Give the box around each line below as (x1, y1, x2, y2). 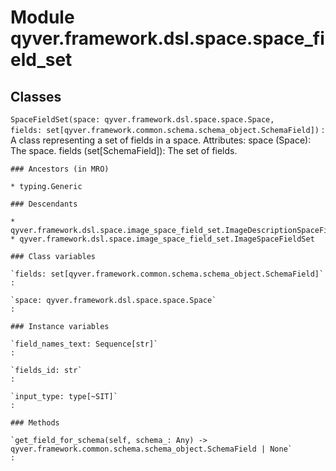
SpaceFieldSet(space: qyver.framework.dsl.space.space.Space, (10, 115, 275, 125)
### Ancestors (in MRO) (10, 164, 110, 174)
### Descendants (10, 199, 78, 209)
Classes (10, 88, 62, 105)
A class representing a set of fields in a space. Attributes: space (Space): (10, 134, 312, 146)
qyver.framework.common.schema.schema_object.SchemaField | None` (10, 444, 293, 454)
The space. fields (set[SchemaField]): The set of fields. (10, 145, 238, 156)
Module (10, 6, 75, 29)
